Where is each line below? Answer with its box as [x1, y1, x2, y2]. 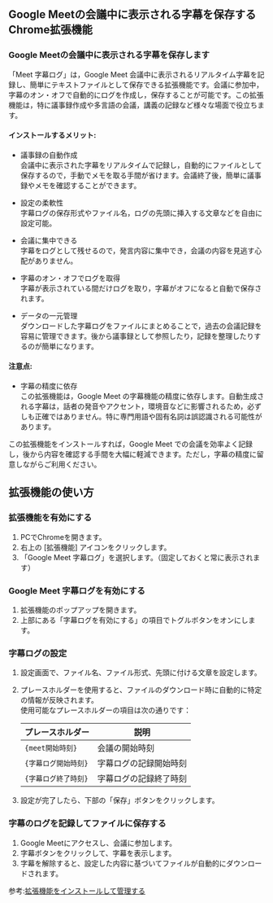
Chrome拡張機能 [8, 23, 93, 37]
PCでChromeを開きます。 [19, 532, 106, 541]
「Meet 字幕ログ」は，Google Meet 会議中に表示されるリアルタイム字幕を [8, 69, 258, 79]
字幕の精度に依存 [19, 381, 78, 391]
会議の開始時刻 [97, 743, 155, 754]
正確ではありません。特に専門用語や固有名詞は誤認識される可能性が [34, 412, 262, 422]
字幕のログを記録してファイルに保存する [8, 818, 167, 829]
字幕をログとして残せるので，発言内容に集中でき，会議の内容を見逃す [19, 245, 255, 255]
